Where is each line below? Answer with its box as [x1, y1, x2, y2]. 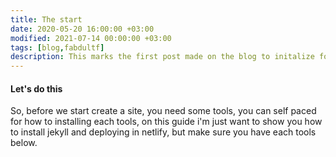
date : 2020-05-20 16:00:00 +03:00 [10, 24, 155, 34]
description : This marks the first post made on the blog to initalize [10, 52, 315, 62]
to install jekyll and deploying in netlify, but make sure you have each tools [10, 126, 317, 138]
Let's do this [10, 82, 63, 95]
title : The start [10, 14, 83, 25]
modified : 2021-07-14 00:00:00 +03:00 [10, 33, 172, 43]
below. [10, 137, 38, 149]
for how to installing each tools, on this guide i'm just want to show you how [10, 116, 323, 128]
